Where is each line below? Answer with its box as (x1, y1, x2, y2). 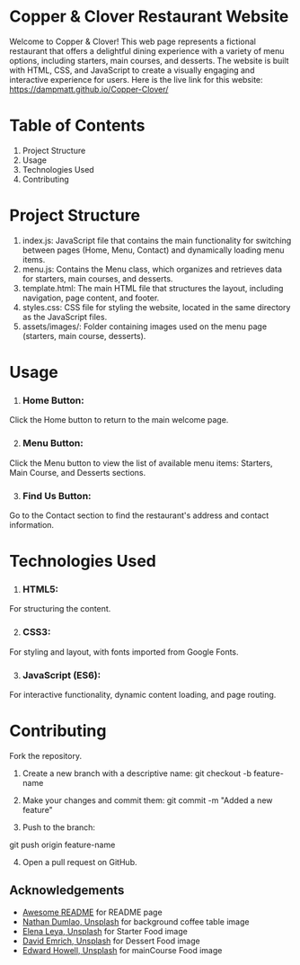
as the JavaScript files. (22, 311, 108, 322)
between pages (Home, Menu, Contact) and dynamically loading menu (22, 245, 285, 255)
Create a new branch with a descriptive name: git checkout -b (22, 767, 251, 779)
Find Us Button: (22, 489, 92, 502)
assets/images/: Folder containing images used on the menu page (22, 321, 268, 332)
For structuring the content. (9, 603, 111, 614)
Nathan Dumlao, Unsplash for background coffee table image (22, 916, 250, 927)
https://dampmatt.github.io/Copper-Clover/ (9, 84, 169, 94)
